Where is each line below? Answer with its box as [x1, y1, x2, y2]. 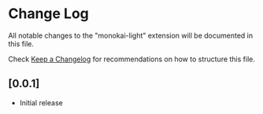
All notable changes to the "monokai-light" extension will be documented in [8, 31, 254, 40]
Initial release [19, 97, 63, 107]
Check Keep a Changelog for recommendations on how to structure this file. [8, 54, 256, 64]
